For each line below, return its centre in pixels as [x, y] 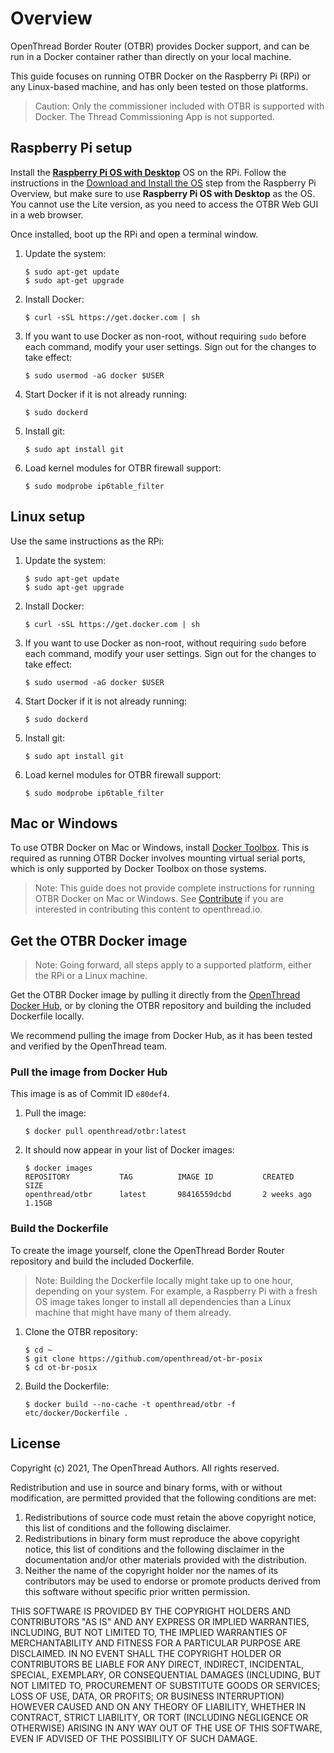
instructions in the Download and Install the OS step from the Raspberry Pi [163, 183]
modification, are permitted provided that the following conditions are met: [163, 1498]
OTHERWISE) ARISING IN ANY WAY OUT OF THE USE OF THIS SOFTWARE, [166, 1728]
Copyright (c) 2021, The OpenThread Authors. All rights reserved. [145, 1468]
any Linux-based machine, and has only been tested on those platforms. [159, 86]
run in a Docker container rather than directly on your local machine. [151, 56]
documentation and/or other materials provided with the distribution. [165, 1559]
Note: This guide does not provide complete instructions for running [174, 888]
